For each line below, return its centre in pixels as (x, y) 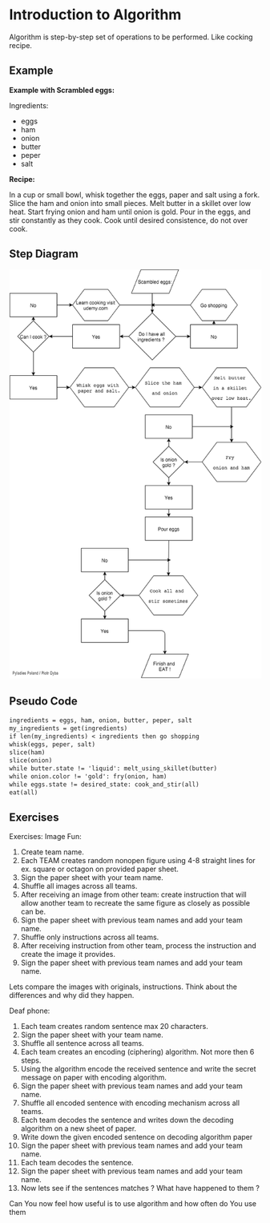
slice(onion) (31, 761)
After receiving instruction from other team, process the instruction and (139, 946)
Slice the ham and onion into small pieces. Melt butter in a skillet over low (130, 203)
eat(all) (24, 793)
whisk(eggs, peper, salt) (52, 745)
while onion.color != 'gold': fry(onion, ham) (88, 777)
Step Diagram (44, 254)
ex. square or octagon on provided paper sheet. (100, 869)
